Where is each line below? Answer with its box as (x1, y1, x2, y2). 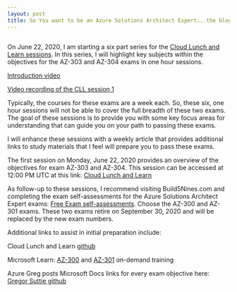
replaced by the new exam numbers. (7, 214, 114, 223)
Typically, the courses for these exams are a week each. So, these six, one (7, 98, 224, 107)
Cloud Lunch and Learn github (7, 241, 96, 250)
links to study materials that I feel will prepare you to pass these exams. (7, 142, 215, 150)
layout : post (7, 10, 46, 18)
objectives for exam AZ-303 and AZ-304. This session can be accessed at (7, 163, 224, 171)
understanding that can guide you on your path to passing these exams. (7, 121, 217, 129)
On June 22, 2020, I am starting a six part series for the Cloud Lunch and (7, 42, 220, 51)
